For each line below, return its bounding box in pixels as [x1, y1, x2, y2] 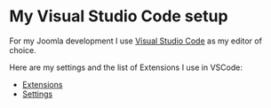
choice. [9, 44, 37, 55]
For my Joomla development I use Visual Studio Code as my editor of [9, 35, 262, 46]
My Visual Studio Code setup [9, 6, 228, 27]
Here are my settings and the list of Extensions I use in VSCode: [9, 62, 243, 73]
